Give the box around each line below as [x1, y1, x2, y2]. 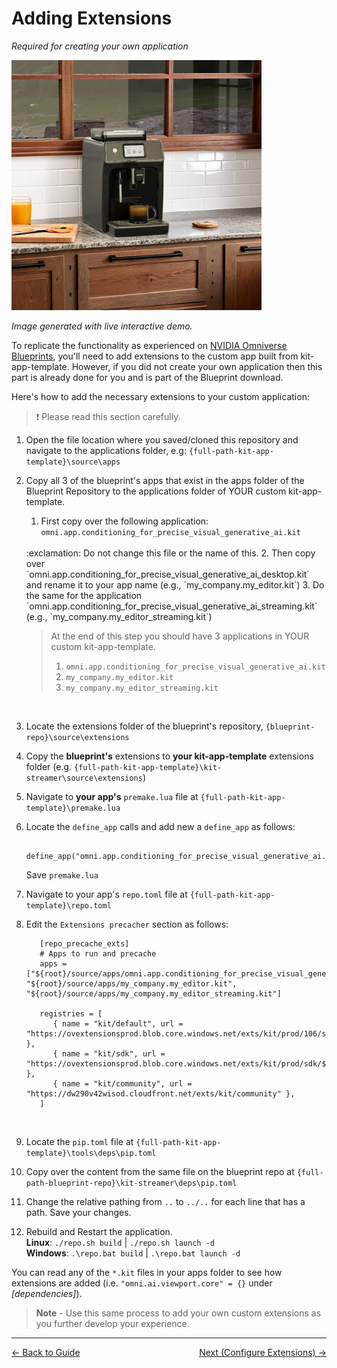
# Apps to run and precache [39, 948, 157, 959]
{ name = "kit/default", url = [52, 1018, 184, 1029]
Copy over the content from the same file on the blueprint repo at [25, 1165, 295, 1177]
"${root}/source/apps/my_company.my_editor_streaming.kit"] [25, 988, 282, 999]
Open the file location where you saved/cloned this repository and [25, 433, 299, 446]
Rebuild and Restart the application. [25, 1225, 173, 1237]
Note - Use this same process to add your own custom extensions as [35, 1307, 322, 1319]
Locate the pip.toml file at [25, 1135, 134, 1147]
